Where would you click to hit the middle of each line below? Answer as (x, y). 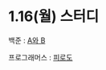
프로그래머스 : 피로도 (41, 57)
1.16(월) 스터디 (53, 16)
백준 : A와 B (27, 40)
